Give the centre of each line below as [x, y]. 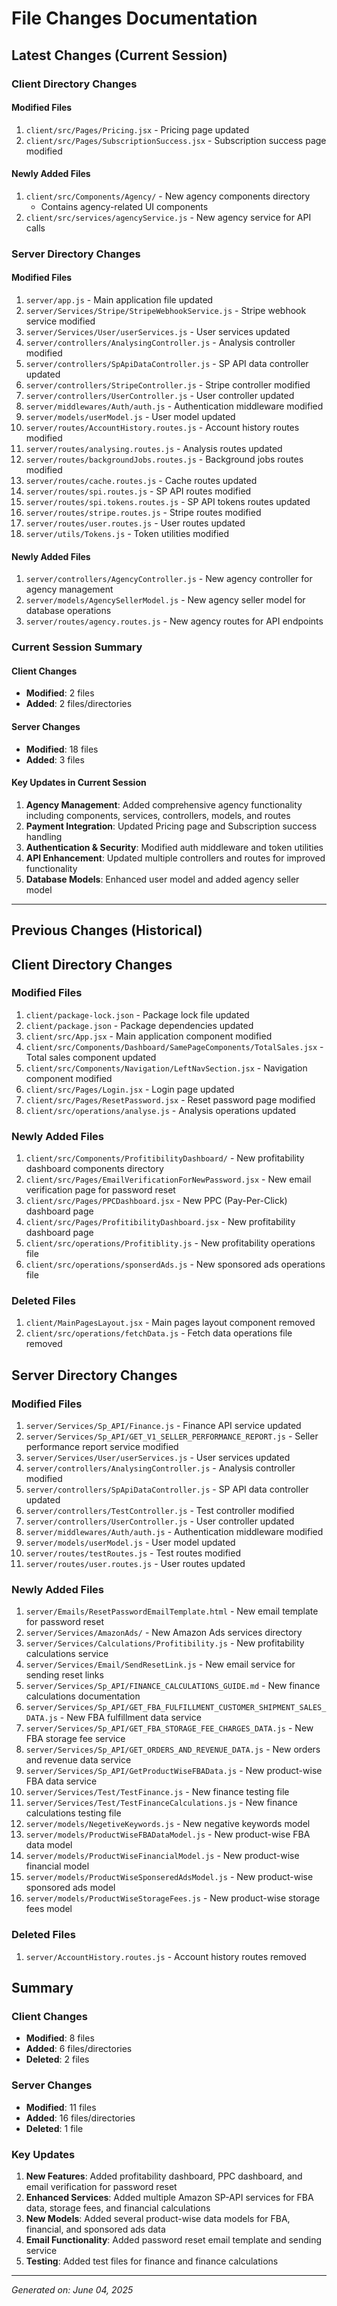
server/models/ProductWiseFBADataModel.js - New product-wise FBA [168, 1834]
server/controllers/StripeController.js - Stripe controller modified [168, 385]
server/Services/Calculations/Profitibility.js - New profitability [165, 1643]
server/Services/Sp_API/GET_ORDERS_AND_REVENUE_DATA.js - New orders [173, 1749]
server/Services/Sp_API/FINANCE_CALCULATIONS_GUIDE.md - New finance [173, 1686]
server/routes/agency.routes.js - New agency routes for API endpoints [174, 621]
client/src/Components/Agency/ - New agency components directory [168, 196]
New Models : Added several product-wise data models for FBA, [158, 2218]
